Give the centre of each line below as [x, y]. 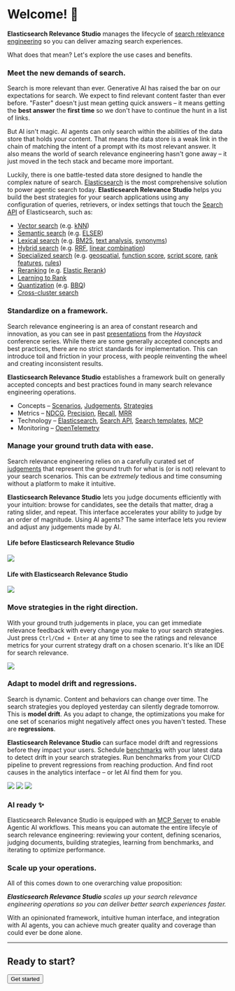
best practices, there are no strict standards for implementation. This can [113, 348]
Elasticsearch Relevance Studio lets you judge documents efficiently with [114, 497]
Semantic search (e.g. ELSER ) [60, 233]
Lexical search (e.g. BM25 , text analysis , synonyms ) [92, 240]
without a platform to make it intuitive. [62, 484]
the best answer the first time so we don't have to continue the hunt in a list [117, 111]
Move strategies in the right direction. [73, 608]
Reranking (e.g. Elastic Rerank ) [62, 271]
